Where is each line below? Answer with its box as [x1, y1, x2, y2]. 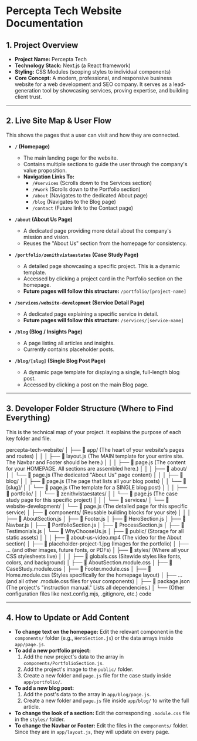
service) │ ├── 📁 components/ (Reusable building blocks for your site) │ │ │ [6, 508, 191, 516]
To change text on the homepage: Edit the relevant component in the [14, 628, 183, 636]
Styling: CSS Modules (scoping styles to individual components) [14, 68, 171, 75]
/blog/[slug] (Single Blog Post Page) [14, 357, 106, 364]
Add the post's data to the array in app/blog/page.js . [23, 691, 151, 698]
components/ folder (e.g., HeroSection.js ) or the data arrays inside [14, 634, 174, 641]
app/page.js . [14, 641, 46, 648]
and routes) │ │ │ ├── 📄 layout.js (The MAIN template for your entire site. [6, 452, 184, 459]
